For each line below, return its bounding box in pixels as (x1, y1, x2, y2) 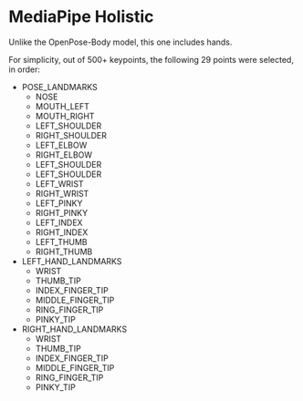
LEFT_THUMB (35, 236, 88, 247)
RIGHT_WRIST (35, 188, 89, 199)
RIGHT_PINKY (35, 207, 89, 218)
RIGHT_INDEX (35, 226, 89, 238)
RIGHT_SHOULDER (35, 129, 107, 140)
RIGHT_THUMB (35, 246, 93, 257)
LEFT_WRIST (35, 178, 84, 189)
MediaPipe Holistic (8, 6, 154, 27)
